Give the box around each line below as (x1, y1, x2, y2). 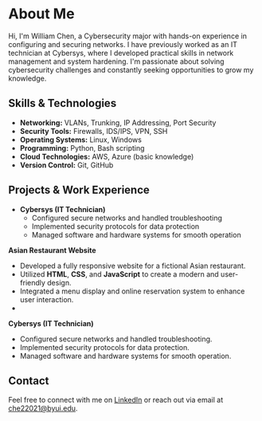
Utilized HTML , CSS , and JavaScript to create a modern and (19, 269, 219, 279)
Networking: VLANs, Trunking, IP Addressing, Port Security (19, 117, 217, 128)
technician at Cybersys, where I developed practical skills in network (8, 48, 234, 57)
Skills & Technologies (8, 96, 117, 110)
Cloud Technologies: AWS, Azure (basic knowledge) (19, 151, 194, 161)
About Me (8, 5, 75, 23)
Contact (8, 374, 49, 388)
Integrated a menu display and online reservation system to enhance (19, 286, 245, 296)
